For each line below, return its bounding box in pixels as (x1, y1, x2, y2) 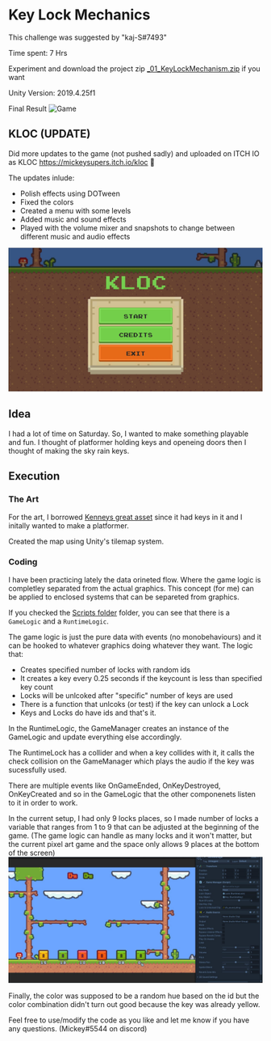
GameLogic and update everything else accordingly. (8, 732, 182, 742)
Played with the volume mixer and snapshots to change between (19, 222, 236, 232)
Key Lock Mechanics (8, 6, 151, 24)
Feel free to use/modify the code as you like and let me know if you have (8, 1015, 250, 1025)
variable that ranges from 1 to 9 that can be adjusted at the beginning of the (8, 822, 260, 832)
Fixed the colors (19, 197, 74, 207)
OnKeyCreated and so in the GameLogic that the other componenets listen (8, 789, 256, 798)
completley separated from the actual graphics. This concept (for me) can (8, 583, 254, 593)
